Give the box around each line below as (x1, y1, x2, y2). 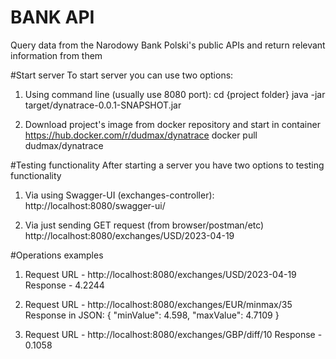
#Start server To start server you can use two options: (10, 69, 234, 81)
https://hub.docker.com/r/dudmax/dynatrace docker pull (24, 129, 258, 141)
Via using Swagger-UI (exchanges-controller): (24, 189, 215, 201)
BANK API (10, 6, 95, 29)
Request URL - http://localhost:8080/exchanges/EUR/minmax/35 (24, 298, 293, 310)
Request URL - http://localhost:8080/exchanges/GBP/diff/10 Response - (24, 328, 323, 340)
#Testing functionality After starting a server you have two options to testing (10, 159, 325, 171)
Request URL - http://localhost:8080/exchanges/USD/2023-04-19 (24, 268, 297, 280)
